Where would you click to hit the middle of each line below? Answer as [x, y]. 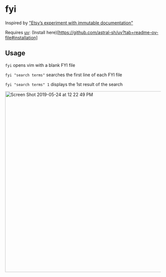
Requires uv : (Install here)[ [32, 32]
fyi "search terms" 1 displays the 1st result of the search [64, 84]
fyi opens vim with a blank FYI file [40, 65]
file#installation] [21, 38]
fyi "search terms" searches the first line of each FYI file [64, 75]
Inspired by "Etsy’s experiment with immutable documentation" [69, 23]
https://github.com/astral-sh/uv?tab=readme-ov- [108, 32]
